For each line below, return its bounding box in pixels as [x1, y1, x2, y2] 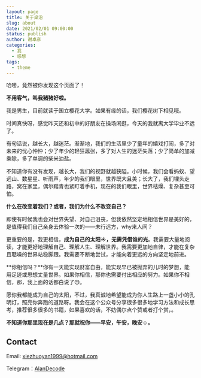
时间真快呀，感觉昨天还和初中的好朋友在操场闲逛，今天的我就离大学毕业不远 [6, 120, 195, 127]
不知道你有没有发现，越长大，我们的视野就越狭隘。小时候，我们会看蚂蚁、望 [6, 168, 195, 175]
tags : [6, 59, 20, 65]
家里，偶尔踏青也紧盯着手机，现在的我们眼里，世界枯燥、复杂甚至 [26, 183, 190, 190]
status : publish [6, 31, 47, 37]
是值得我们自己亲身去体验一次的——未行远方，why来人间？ [6, 223, 153, 231]
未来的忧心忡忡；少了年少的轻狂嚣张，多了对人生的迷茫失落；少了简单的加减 [6, 147, 195, 155]
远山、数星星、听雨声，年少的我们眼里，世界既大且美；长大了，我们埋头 [6, 175, 184, 183]
